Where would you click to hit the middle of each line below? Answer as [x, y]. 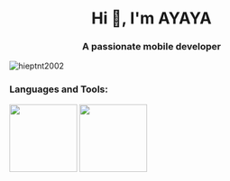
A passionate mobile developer [152, 47]
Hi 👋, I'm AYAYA [152, 18]
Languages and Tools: [59, 89]
